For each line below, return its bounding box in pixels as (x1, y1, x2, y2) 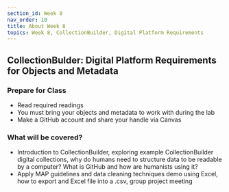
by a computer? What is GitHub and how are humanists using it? (16, 163, 198, 171)
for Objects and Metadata (7, 65, 119, 77)
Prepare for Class (7, 85, 67, 95)
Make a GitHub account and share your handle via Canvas (16, 115, 182, 124)
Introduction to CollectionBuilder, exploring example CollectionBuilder (16, 148, 214, 156)
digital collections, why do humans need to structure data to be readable (16, 155, 222, 164)
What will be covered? (7, 133, 83, 142)
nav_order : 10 (7, 16, 48, 23)
